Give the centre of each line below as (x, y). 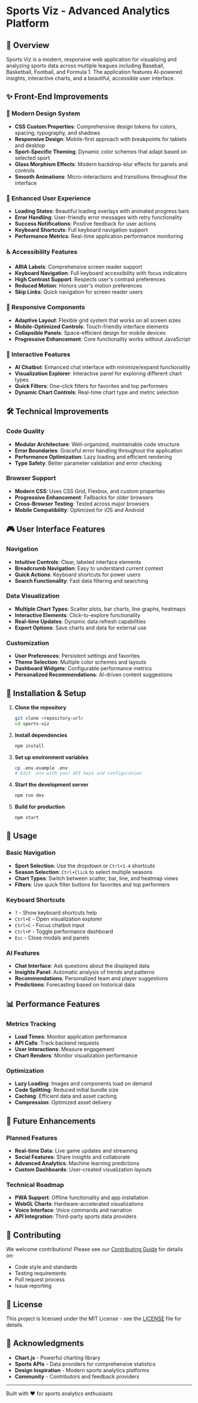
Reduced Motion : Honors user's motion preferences (78, 286)
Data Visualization (33, 596)
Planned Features (32, 1138)
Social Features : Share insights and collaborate (72, 1157)
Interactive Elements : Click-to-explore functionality (77, 615)
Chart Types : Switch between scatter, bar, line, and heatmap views (96, 878)
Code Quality (25, 431)
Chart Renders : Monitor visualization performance (76, 1056)
